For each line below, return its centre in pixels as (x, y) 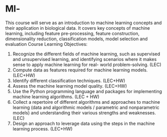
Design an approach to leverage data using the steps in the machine (84, 123)
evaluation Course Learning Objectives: (46, 44)
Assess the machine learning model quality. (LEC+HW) (70, 86)
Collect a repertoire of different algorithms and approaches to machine (86, 102)
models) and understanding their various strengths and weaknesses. (84, 113)
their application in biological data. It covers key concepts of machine (78, 28)
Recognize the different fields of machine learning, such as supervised (86, 54)
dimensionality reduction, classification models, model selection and (76, 39)
